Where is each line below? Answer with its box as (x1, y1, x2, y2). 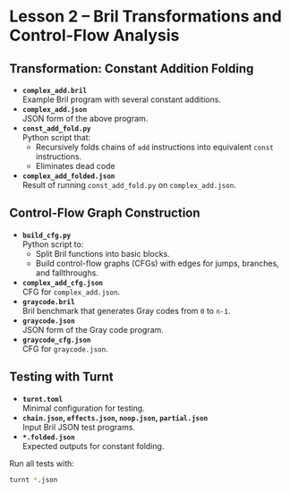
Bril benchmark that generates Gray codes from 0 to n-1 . (21, 305, 231, 316)
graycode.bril (21, 297, 75, 306)
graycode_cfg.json (21, 336, 91, 344)
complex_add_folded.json (21, 172, 115, 181)
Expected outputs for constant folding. (21, 440, 165, 451)
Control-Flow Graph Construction (9, 206, 200, 221)
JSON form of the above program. (21, 114, 149, 123)
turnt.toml (21, 395, 64, 404)
